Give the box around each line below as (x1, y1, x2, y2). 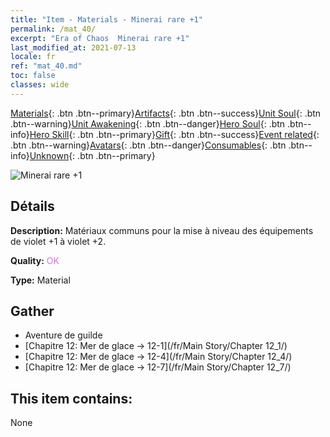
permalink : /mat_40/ (10, 24, 97, 34)
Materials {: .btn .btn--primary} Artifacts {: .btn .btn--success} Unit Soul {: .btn (10, 107, 322, 119)
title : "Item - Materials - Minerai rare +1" (10, 14, 203, 25)
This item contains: (10, 390, 133, 407)
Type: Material (10, 274, 71, 286)
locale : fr (10, 52, 56, 62)
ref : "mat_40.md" (10, 61, 83, 71)
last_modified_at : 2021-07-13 (10, 42, 137, 53)
